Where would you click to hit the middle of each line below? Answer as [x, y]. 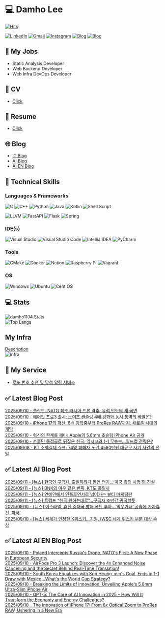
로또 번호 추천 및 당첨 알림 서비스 [43, 382]
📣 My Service [26, 370]
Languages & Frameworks [37, 196]
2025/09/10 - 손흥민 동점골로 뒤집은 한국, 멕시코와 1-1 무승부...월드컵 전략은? [79, 441]
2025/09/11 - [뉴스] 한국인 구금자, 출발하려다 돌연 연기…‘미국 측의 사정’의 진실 [80, 482]
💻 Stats [17, 302]
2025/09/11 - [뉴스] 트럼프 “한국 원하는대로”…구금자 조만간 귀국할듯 [70, 500]
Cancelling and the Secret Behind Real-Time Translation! [62, 568]
